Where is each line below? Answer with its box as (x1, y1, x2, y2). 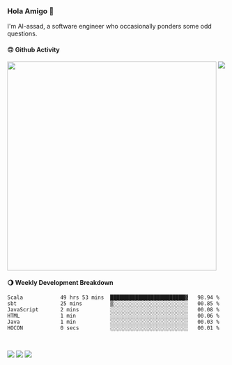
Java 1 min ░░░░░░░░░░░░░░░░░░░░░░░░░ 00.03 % (7, 318, 219, 325)
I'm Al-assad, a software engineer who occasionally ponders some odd (7, 22, 212, 31)
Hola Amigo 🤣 (7, 6, 54, 16)
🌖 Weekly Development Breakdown (7, 279, 114, 287)
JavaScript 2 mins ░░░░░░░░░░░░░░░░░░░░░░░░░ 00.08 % (7, 306, 219, 313)
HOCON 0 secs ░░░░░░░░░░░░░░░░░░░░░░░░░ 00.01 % (7, 324, 219, 332)
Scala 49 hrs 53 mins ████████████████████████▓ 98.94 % (7, 294, 219, 301)
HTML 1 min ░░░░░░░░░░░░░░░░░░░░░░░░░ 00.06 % (7, 312, 219, 319)
